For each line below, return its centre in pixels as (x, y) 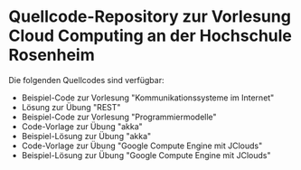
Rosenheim (52, 55)
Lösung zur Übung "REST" (71, 107)
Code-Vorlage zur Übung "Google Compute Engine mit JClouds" (142, 146)
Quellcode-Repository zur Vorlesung (150, 17)
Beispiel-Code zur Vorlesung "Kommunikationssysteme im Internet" (148, 98)
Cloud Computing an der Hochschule (150, 36)
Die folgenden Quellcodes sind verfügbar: (86, 80)
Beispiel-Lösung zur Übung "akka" (86, 136)
